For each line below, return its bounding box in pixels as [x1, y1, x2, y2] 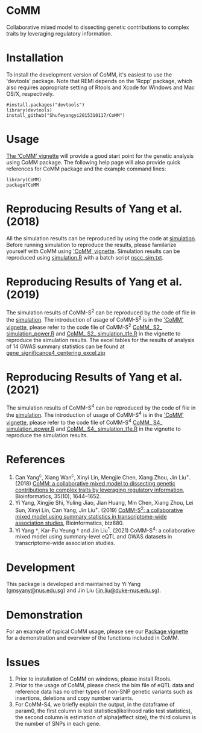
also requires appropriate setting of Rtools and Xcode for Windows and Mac [6, 84, 195, 91]
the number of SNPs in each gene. [14, 720, 101, 728]
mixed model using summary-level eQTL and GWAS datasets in [14, 533, 172, 540]
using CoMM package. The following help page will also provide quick [6, 158, 181, 166]
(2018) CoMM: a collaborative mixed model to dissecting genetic [14, 480, 176, 487]
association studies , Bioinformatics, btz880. [14, 519, 124, 526]
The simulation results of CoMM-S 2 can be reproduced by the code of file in [6, 308, 196, 316]
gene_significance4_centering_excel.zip [6, 349, 106, 356]
